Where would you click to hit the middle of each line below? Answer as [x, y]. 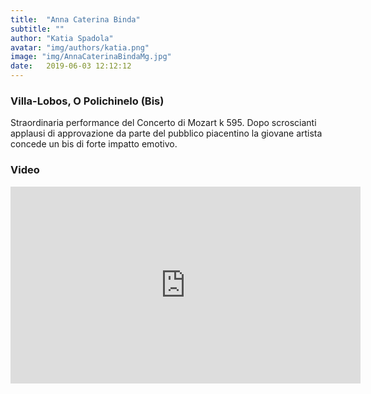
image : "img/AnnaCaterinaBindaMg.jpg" [91, 57]
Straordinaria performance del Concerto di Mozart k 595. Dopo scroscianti [163, 123]
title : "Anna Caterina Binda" [75, 19]
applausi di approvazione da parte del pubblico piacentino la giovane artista [166, 133]
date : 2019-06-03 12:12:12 [71, 66]
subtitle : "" [37, 29]
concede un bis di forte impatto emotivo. [94, 144]
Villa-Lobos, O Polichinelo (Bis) [87, 101]
